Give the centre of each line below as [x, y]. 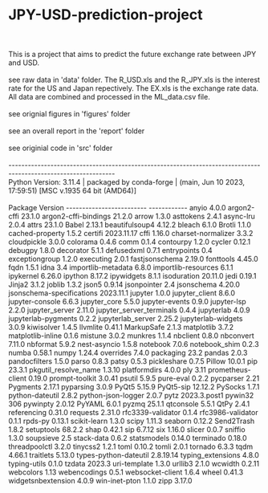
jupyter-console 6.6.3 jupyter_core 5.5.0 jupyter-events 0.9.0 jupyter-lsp [127, 301]
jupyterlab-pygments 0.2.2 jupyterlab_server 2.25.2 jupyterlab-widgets [126, 318]
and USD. [24, 63]
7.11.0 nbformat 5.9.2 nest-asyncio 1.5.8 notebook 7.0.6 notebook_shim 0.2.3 [134, 344]
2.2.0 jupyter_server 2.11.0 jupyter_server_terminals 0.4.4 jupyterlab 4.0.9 [129, 310]
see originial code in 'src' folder [61, 148]
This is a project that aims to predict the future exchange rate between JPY [132, 54]
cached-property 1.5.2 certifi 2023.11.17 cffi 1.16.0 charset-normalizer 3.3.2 [131, 233]
